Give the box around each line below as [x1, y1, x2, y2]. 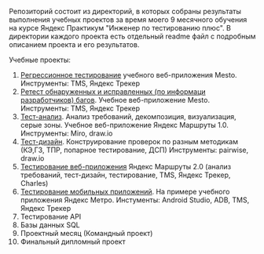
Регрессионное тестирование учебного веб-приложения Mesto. [20, 71, 238, 79]
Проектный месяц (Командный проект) [20, 229, 153, 238]
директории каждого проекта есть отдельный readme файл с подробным [9, 31, 256, 41]
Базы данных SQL [20, 220, 81, 230]
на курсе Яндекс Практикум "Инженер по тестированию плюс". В [9, 24, 231, 32]
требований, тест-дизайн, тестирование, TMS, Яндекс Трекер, [20, 170, 231, 180]
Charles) [20, 179, 49, 187]
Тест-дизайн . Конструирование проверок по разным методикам [20, 137, 239, 146]
